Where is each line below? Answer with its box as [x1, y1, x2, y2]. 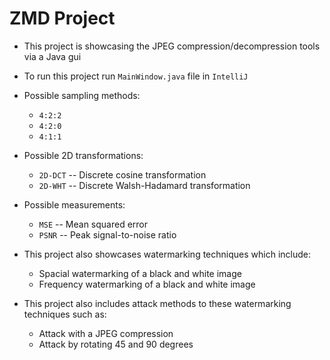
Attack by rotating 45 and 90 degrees [38, 338, 194, 350]
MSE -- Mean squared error [38, 218, 149, 230]
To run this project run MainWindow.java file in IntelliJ [23, 70, 249, 82]
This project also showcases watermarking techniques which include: [23, 248, 311, 260]
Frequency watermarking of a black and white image [38, 278, 256, 290]
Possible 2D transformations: [23, 149, 144, 161]
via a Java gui [23, 50, 82, 62]
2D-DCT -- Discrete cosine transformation [38, 168, 207, 181]
